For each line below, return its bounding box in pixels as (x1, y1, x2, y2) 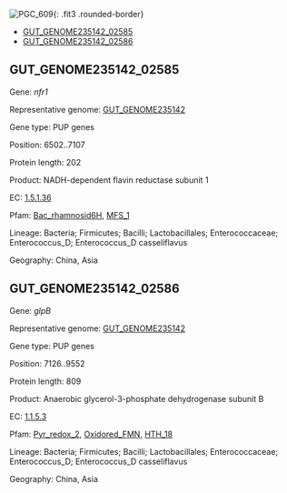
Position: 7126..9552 (9, 357, 85, 368)
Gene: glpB (9, 305, 52, 316)
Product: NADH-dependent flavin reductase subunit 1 (9, 174, 209, 186)
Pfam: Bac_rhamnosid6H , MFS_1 (9, 209, 130, 220)
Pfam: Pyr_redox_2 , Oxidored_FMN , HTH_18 (9, 428, 173, 439)
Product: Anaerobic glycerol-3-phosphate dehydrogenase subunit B (9, 393, 264, 404)
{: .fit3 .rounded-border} (53, 9, 144, 19)
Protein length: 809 (9, 376, 82, 387)
